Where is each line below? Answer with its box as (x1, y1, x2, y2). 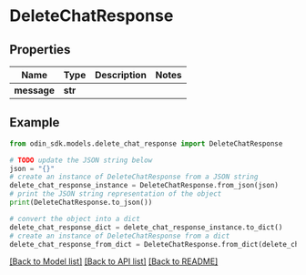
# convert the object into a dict (9, 214, 141, 223)
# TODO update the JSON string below (9, 156, 153, 165)
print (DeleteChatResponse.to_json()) (9, 198, 153, 208)
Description (94, 69, 148, 81)
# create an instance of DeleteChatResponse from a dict (9, 231, 230, 240)
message (14, 84, 55, 97)
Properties (9, 42, 71, 57)
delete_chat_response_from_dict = (9, 239, 141, 249)
